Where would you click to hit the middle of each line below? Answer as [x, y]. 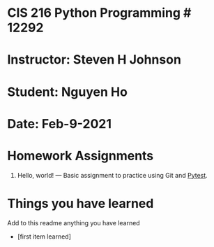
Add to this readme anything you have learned [74, 223]
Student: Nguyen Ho [67, 92]
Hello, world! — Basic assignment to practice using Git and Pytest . [112, 175]
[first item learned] [44, 237]
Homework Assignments [81, 156]
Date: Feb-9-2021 [60, 123]
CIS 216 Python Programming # [99, 13]
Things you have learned [81, 203]
